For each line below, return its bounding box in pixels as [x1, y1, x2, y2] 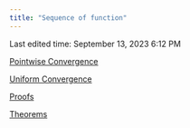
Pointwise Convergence [9, 55, 99, 66]
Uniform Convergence [9, 74, 92, 84]
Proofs [9, 91, 34, 102]
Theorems [9, 108, 48, 119]
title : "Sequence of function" [9, 13, 128, 23]
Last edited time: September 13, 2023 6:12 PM [9, 38, 181, 49]
